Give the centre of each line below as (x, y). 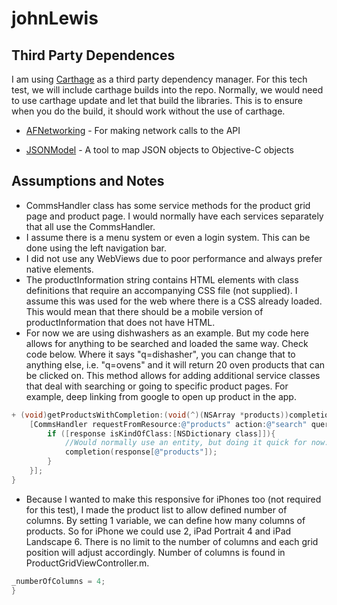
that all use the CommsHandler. (90, 226)
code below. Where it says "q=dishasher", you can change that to (160, 354)
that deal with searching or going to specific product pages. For (157, 386)
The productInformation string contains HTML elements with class (162, 279)
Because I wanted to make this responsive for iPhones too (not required (173, 499)
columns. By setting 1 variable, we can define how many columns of (165, 520)
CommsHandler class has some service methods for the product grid (168, 205)
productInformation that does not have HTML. (120, 322)
